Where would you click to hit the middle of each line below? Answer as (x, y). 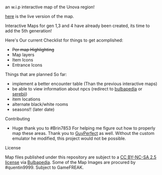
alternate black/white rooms (40, 104)
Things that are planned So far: (36, 74)
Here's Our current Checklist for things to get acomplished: (64, 40)
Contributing (17, 119)
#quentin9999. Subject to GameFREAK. (44, 167)
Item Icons (23, 60)
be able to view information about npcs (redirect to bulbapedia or (77, 89)
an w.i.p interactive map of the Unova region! (50, 7)
